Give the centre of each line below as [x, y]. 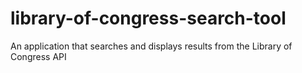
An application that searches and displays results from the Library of [151, 46]
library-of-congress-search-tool [148, 18]
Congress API [38, 56]
